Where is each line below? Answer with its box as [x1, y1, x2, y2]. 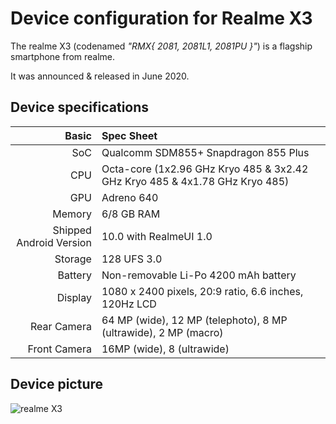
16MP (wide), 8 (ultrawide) [101, 342, 230, 356]
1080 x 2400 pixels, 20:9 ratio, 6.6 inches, [101, 284, 304, 298]
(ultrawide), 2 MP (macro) [101, 325, 224, 339]
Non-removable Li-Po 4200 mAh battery [101, 268, 297, 282]
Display [56, 290, 92, 304]
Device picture [10, 376, 104, 393]
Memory [52, 207, 92, 221]
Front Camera [27, 342, 92, 356]
